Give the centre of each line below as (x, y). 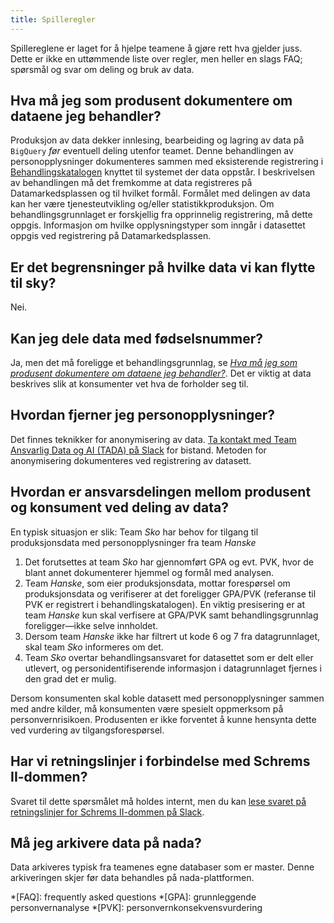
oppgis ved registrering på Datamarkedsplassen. (111, 236)
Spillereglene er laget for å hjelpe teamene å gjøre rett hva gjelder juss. (156, 48)
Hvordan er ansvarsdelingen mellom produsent (161, 492)
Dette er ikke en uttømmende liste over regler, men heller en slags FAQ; (156, 58)
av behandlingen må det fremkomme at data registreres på (131, 183)
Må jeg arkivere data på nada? (106, 842)
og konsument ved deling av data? (119, 507)
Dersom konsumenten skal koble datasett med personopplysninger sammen (167, 698)
